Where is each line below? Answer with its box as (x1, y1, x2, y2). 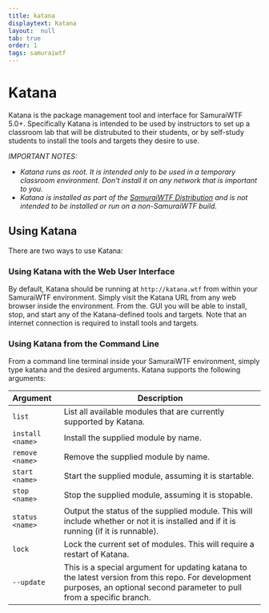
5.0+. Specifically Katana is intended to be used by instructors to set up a (8, 118, 251, 129)
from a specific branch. (63, 592, 151, 603)
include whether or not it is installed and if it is (63, 516, 236, 527)
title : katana (8, 11, 56, 20)
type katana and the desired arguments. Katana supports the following (8, 365, 241, 374)
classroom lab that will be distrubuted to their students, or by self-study (8, 127, 244, 137)
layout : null (8, 27, 56, 35)
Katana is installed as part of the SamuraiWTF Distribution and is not (19, 192, 248, 202)
